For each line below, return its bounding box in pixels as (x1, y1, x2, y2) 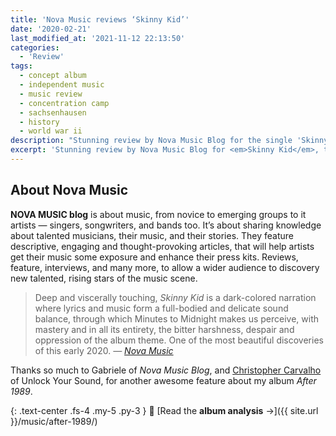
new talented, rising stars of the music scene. (10, 272, 198, 284)
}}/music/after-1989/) (10, 415, 98, 427)
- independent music (19, 80, 105, 90)
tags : (10, 61, 33, 71)
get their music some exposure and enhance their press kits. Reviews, (10, 251, 299, 263)
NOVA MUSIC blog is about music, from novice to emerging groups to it (10, 208, 307, 220)
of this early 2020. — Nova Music (34, 344, 174, 356)
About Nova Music (10, 182, 129, 199)
